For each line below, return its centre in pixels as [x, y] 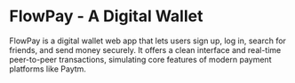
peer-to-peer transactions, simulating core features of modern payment [140, 59]
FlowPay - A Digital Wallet [106, 16]
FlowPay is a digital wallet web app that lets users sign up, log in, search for [148, 41]
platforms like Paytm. [48, 69]
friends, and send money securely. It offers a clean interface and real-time [145, 49]
